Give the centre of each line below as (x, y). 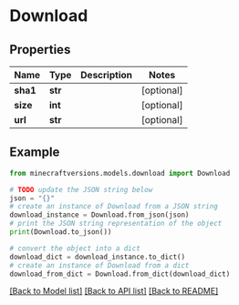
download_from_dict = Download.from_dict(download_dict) (120, 274)
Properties (40, 50)
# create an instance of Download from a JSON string (114, 207)
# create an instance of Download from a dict (99, 265)
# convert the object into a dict (75, 248)
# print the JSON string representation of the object (116, 224)
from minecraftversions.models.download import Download (120, 173)
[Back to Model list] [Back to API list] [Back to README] (114, 291)
